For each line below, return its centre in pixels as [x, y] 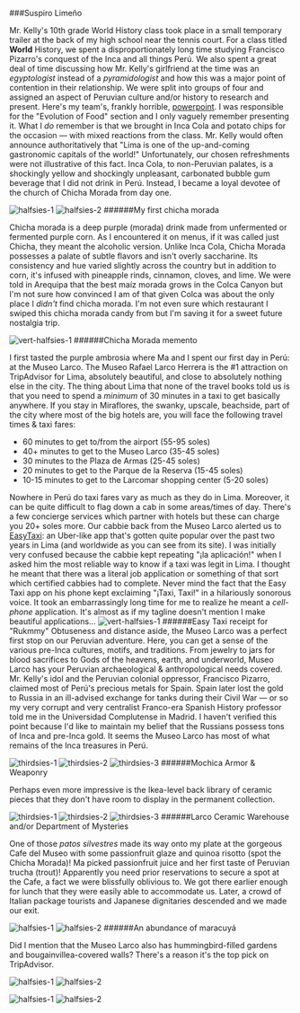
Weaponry [28, 772]
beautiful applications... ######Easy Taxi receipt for [139, 621]
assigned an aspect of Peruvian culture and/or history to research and [139, 97]
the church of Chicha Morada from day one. [91, 193]
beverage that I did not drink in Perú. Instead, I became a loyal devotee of [145, 183]
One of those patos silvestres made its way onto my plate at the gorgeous [146, 844]
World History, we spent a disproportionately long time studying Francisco [147, 49]
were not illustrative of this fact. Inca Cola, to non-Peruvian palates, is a [141, 164]
